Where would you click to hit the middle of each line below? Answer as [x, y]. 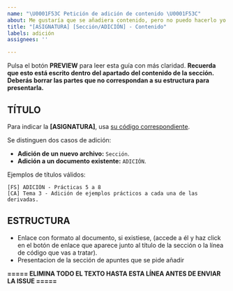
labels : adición [31, 33]
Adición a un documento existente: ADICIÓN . [82, 161]
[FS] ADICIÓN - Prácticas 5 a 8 [54, 187]
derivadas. [23, 200]
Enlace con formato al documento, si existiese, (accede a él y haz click [119, 237]
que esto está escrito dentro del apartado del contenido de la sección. [111, 73]
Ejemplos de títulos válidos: [46, 174]
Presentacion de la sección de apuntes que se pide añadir [101, 260]
